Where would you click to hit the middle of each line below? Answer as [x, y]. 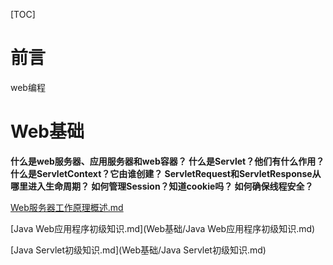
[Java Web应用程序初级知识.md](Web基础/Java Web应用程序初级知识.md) [163, 228]
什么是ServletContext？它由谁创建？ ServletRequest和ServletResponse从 [166, 173]
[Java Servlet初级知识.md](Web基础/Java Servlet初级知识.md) [138, 250]
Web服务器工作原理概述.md [67, 207]
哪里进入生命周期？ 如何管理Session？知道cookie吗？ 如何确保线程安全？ [162, 186]
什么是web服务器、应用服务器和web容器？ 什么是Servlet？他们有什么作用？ [167, 161]
